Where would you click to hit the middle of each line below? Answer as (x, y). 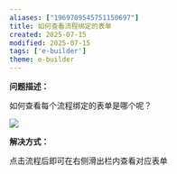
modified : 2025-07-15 (50, 43)
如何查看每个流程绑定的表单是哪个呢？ (80, 105)
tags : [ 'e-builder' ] (48, 51)
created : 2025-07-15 (48, 34)
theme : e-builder (42, 60)
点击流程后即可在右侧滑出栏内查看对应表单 (88, 160)
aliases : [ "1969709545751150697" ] (75, 18)
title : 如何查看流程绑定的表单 (61, 26)
